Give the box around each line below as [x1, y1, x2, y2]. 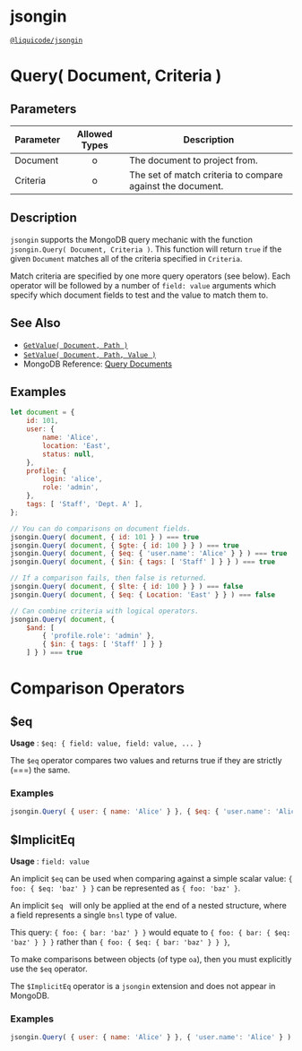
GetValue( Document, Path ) [22, 340, 128, 350]
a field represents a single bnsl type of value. [10, 909, 177, 920]
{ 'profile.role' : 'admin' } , [42, 632, 155, 641]
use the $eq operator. [10, 963, 88, 974]
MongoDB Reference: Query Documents [22, 358, 173, 369]
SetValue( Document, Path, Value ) [22, 350, 157, 359]
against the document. [129, 179, 224, 192]
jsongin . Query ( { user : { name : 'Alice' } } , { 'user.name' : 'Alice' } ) [10, 1033, 292, 1042]
